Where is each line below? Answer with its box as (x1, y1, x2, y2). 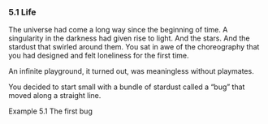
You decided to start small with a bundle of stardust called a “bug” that (8, 82, 245, 92)
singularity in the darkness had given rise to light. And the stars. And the (8, 33, 250, 43)
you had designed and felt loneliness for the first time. (8, 51, 189, 61)
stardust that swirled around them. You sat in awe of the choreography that (8, 42, 260, 52)
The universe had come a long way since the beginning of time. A (8, 25, 228, 35)
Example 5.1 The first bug (8, 106, 93, 116)
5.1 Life (8, 6, 37, 18)
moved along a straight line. (8, 91, 102, 100)
